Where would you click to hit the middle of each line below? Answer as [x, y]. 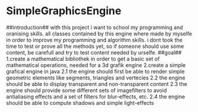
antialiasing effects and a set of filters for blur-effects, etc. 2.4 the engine [96, 97]
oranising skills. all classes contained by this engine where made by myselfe [99, 33]
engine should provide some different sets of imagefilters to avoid [87, 90]
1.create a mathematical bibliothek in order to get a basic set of [83, 59]
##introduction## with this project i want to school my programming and [95, 27]
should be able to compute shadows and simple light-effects [80, 103]
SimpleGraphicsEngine [64, 11]
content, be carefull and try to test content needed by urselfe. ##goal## [94, 52]
